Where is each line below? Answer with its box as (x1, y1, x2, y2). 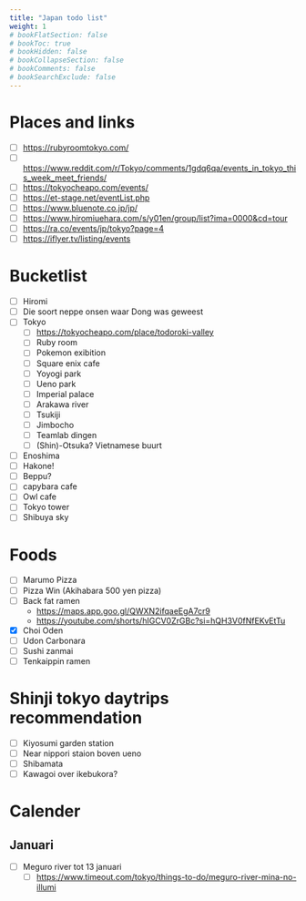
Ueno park (36, 378, 76, 389)
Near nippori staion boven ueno (22, 748, 142, 759)
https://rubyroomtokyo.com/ (22, 142, 129, 153)
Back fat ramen (22, 595, 80, 606)
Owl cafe (22, 491, 57, 502)
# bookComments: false (9, 65, 96, 74)
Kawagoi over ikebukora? (22, 769, 118, 779)
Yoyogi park (36, 368, 82, 379)
